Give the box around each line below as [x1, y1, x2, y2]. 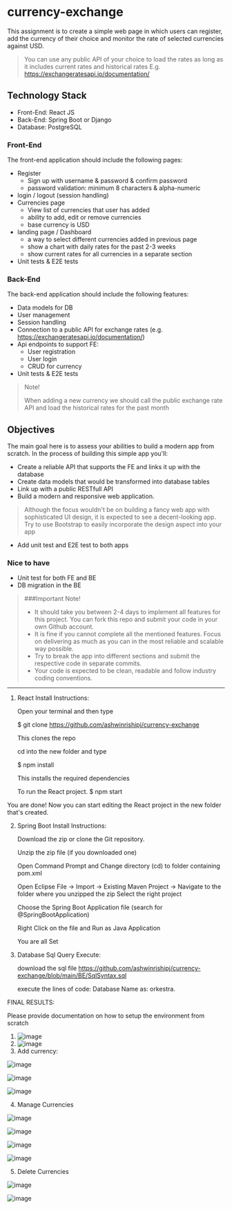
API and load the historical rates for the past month [23, 403, 169, 412]
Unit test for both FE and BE [17, 574, 97, 582]
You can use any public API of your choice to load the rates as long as [23, 55, 224, 63]
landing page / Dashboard [17, 228, 92, 236]
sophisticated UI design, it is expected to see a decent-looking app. [23, 513, 216, 522]
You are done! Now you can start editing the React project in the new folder [7, 801, 222, 809]
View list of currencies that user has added [27, 206, 150, 214]
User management [17, 311, 70, 319]
